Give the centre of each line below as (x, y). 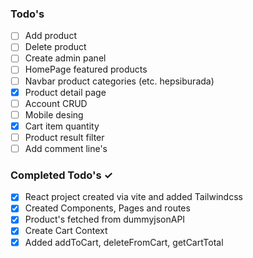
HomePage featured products (86, 69)
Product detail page (65, 92)
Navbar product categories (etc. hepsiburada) (119, 81)
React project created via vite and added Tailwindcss (133, 197)
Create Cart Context (66, 231)
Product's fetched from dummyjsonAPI (105, 219)
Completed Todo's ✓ (61, 175)
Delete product (55, 47)
